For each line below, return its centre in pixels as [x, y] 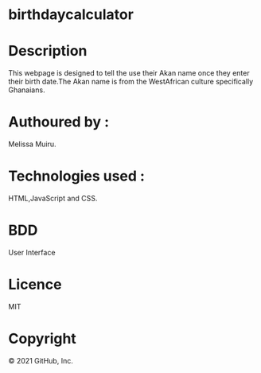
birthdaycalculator [71, 15]
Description [48, 51]
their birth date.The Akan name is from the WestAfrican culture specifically [131, 82]
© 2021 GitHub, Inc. [41, 360]
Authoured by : [59, 122]
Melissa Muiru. [33, 144]
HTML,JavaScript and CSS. [53, 198]
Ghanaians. [27, 90]
